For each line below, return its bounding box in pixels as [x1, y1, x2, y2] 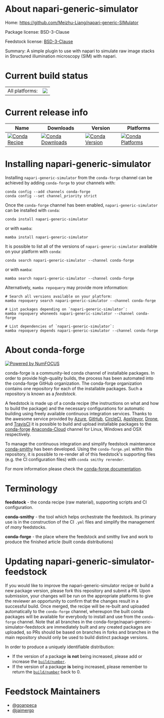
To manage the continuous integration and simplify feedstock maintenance [5, 441, 156, 446]
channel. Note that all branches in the [17, 619, 93, 625]
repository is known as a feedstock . [5, 391, 77, 397]
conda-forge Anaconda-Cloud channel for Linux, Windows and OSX [5, 426, 142, 432]
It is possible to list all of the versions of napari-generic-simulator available [5, 243, 158, 249]
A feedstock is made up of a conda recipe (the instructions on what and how [5, 400, 159, 406]
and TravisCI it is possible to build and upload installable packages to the [5, 421, 152, 427]
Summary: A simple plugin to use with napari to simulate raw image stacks [5, 48, 155, 54]
